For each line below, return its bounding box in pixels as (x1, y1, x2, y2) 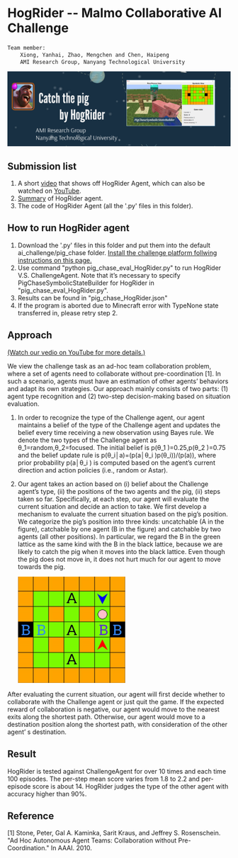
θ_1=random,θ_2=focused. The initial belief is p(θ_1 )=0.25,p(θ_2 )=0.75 (17, 443, 226, 451)
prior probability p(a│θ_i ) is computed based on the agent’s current (17, 458, 216, 467)
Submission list (7, 160, 76, 172)
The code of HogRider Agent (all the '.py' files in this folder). (17, 202, 193, 210)
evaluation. (7, 399, 40, 408)
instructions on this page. (17, 256, 92, 264)
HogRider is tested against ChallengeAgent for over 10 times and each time (7, 767, 227, 775)
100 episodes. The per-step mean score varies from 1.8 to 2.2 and (7, 774, 200, 783)
